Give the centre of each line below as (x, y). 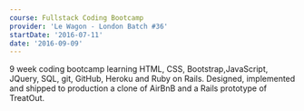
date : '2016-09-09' (46, 43)
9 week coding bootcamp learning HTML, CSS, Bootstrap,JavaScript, (139, 69)
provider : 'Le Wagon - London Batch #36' (89, 26)
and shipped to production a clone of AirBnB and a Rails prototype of (138, 88)
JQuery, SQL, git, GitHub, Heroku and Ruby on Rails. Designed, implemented (152, 79)
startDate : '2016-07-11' (56, 35)
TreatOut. (27, 98)
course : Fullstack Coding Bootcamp (77, 18)
